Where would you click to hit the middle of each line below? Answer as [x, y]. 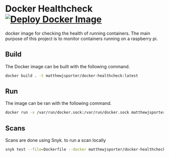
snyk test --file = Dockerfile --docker [46, 149]
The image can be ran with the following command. [58, 103]
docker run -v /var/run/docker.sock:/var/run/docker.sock [67, 113]
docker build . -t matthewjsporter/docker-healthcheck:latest [72, 76]
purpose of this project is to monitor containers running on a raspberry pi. [81, 39]
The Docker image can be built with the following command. [68, 66]
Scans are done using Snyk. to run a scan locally [56, 140]
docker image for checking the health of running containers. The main [78, 33]
